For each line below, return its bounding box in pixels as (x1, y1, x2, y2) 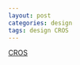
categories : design (8, 19, 73, 27)
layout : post (8, 11, 51, 20)
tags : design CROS (8, 26, 69, 34)
